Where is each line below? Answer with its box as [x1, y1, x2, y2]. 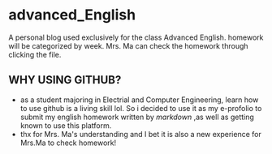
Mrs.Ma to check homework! [19, 138, 117, 148]
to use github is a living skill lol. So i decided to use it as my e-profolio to [19, 103, 262, 113]
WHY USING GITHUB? [8, 73, 122, 87]
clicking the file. [8, 49, 62, 59]
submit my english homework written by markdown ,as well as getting [19, 112, 254, 122]
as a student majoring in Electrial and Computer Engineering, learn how [19, 95, 259, 105]
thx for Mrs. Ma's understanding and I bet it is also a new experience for [19, 129, 261, 139]
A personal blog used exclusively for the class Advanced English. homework [8, 32, 264, 42]
